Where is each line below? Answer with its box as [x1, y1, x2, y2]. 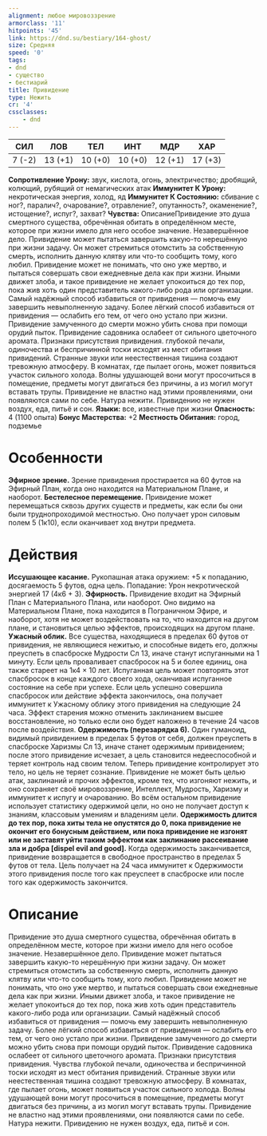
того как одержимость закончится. [8, 877, 128, 887]
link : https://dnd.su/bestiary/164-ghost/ [8, 34, 151, 42]
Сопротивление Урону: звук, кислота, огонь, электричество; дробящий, [8, 175, 257, 184]
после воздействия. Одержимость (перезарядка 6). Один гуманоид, [8, 724, 247, 734]
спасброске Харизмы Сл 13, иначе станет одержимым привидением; [8, 742, 245, 751]
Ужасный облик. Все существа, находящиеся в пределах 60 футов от [8, 631, 249, 641]
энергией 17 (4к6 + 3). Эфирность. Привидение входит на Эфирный [8, 588, 241, 599]
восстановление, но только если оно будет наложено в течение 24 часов [8, 716, 260, 726]
